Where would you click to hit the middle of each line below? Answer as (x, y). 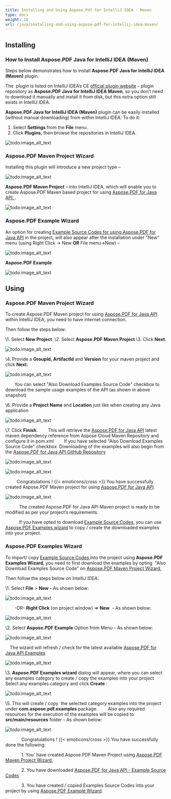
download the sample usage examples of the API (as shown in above (78, 390)
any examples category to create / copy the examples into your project (80, 678)
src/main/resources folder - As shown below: (54, 719)
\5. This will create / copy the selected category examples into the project (83, 703)
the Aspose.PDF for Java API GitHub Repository (56, 452)
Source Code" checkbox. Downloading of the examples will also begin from (85, 447)
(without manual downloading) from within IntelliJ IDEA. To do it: (73, 117)
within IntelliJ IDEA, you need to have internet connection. (66, 320)
